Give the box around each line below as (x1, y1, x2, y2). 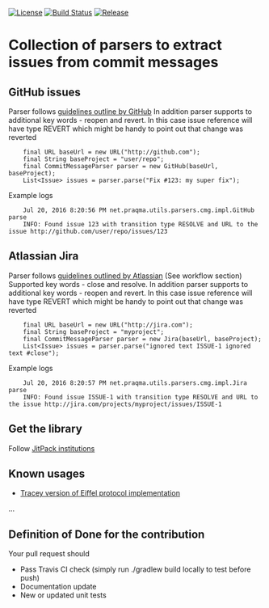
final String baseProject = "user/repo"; (23, 155, 164, 163)
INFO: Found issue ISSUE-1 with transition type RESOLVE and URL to (23, 393, 258, 401)
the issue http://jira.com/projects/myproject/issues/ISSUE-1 (8, 400, 222, 408)
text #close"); (8, 348, 60, 357)
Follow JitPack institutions (8, 443, 95, 453)
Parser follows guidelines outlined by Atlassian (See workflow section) (8, 271, 242, 281)
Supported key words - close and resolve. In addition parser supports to (8, 279, 249, 289)
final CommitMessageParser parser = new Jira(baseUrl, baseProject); (23, 335, 263, 343)
